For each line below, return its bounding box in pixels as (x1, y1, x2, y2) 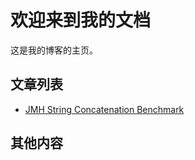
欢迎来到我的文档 (10, 9, 152, 32)
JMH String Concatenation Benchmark (24, 103, 185, 115)
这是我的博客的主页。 (10, 44, 98, 56)
